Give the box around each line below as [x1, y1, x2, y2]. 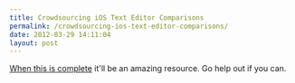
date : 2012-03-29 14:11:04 [9, 30, 111, 39]
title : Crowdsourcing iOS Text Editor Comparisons [9, 13, 205, 23]
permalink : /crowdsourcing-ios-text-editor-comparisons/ [9, 22, 229, 31]
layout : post [9, 38, 59, 48]
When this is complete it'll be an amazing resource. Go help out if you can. [9, 63, 287, 74]
